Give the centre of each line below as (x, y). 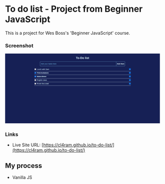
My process (24, 166)
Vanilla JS (22, 178)
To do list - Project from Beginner (74, 9)
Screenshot (19, 46)
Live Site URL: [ (28, 145)
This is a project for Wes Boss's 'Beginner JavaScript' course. (68, 33)
